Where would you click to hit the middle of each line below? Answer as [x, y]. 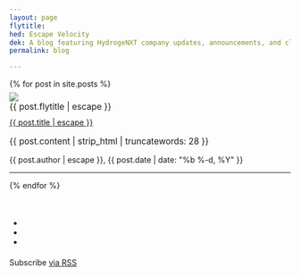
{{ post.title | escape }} [51, 122]
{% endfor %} [35, 185]
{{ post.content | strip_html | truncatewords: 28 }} [109, 141]
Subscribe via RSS [43, 262]
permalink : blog [39, 51]
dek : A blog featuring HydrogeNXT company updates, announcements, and [145, 42]
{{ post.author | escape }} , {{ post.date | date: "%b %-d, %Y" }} [126, 159]
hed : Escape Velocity [50, 34]
